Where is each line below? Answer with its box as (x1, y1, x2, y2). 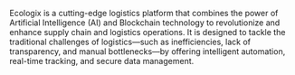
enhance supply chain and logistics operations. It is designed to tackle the (9, 27, 286, 37)
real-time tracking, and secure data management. (9, 56, 195, 66)
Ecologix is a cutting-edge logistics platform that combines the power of (9, 8, 279, 18)
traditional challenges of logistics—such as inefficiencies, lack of (9, 36, 252, 47)
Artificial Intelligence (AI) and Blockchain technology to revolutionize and (9, 17, 281, 28)
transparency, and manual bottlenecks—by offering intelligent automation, (9, 46, 286, 57)
